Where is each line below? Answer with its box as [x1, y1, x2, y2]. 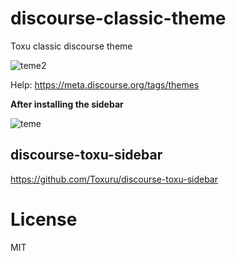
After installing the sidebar [10, 98, 124, 110]
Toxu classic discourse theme [10, 40, 133, 52]
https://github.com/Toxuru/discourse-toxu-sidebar [10, 173, 218, 185]
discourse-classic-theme [10, 7, 227, 30]
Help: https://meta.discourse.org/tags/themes [10, 78, 200, 91]
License [10, 208, 78, 231]
